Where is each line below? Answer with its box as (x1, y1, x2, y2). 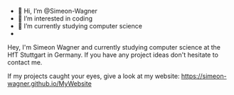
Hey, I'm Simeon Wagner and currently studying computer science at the (7, 43, 220, 51)
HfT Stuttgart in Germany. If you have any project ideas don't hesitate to (7, 50, 219, 59)
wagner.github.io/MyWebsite (7, 79, 92, 88)
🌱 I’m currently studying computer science (17, 22, 142, 30)
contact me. (7, 58, 43, 67)
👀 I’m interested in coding (17, 14, 93, 23)
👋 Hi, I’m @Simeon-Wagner (17, 7, 97, 15)
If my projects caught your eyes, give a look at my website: (7, 72, 180, 80)
